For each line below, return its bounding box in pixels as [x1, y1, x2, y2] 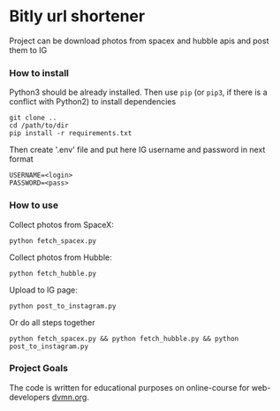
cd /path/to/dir [9, 121, 69, 130]
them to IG [9, 44, 48, 55]
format [9, 154, 34, 164]
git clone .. [9, 113, 57, 123]
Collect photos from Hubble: [9, 252, 112, 263]
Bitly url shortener [9, 6, 146, 27]
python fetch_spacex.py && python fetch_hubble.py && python [9, 334, 239, 343]
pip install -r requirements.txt [9, 129, 132, 138]
